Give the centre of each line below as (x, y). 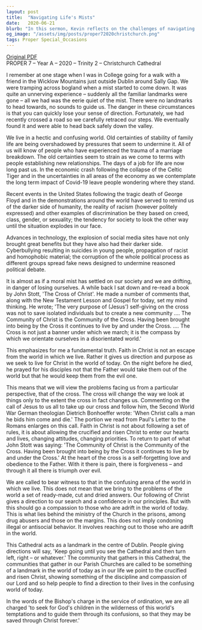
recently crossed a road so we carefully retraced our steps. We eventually (98, 120)
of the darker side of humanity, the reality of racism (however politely (92, 207)
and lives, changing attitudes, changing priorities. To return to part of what (98, 439)
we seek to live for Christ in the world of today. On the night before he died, (99, 363)
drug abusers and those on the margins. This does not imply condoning (95, 520)
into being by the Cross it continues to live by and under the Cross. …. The (98, 326)
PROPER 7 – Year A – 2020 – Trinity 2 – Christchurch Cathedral (84, 63)
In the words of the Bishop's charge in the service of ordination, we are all (98, 601)
